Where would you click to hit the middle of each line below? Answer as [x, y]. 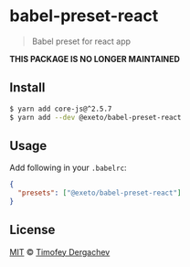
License [32, 230]
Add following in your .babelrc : [68, 168]
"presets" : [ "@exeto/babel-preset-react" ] [100, 193]
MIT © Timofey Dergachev [60, 251]
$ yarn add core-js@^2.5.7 [61, 109]
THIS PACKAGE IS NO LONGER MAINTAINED [95, 59]
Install [27, 88]
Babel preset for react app [81, 41]
